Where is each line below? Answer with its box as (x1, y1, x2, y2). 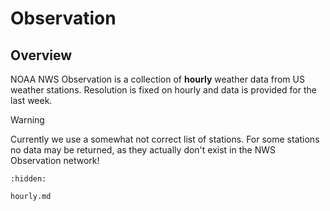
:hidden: (10, 174, 47, 184)
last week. (10, 95, 53, 106)
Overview (10, 47, 73, 64)
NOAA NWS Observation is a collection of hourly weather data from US (10, 73, 305, 85)
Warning (10, 114, 45, 126)
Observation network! (10, 155, 100, 166)
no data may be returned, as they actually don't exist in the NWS (10, 144, 277, 156)
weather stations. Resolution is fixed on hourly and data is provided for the (10, 84, 317, 96)
